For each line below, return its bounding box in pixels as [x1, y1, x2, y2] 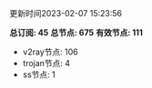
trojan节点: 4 [22, 58, 71, 68]
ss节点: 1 [22, 69, 56, 80]
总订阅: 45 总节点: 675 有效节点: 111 [9, 27, 143, 38]
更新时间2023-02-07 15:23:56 [9, 8, 123, 18]
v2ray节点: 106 [22, 46, 79, 57]
